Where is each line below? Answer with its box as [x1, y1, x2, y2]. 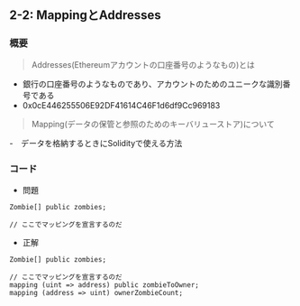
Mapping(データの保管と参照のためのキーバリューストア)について [31, 118, 275, 129]
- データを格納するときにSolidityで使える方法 [9, 137, 183, 148]
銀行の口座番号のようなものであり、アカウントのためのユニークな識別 [22, 79, 284, 89]
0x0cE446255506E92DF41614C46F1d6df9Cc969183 [22, 99, 221, 110]
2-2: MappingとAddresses [9, 7, 162, 23]
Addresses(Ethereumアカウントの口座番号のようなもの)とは [31, 59, 255, 70]
